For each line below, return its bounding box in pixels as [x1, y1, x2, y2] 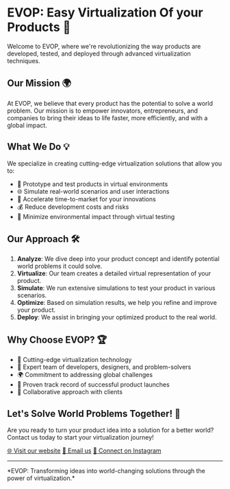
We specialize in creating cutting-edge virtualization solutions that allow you [7, 159, 222, 168]
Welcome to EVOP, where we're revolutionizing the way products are [7, 42, 201, 50]
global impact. [7, 121, 48, 129]
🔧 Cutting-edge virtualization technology [16, 356, 132, 364]
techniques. [7, 56, 40, 65]
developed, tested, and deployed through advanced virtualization [7, 49, 192, 58]
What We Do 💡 [7, 141, 70, 152]
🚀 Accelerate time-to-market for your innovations [16, 194, 156, 203]
